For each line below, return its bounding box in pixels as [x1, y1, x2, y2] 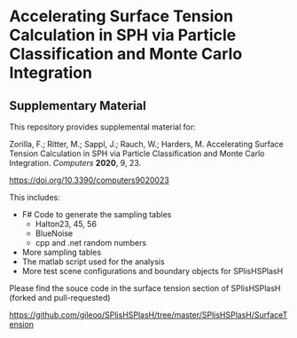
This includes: [9, 193, 60, 202]
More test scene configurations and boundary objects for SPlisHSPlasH [21, 266, 284, 276]
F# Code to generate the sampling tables [21, 209, 172, 219]
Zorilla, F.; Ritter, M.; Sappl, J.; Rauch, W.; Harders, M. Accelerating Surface [9, 139, 284, 149]
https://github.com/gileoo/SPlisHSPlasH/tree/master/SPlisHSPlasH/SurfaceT [9, 310, 288, 320]
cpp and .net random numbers [35, 238, 147, 248]
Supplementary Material [9, 98, 146, 113]
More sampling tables [21, 247, 102, 257]
